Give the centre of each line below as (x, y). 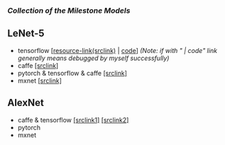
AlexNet (26, 103)
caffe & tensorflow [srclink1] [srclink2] (73, 120)
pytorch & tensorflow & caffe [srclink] (72, 73)
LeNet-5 (26, 34)
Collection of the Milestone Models (69, 11)
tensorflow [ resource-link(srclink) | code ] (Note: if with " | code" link (117, 50)
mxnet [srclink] (40, 81)
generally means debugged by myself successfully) (93, 58)
